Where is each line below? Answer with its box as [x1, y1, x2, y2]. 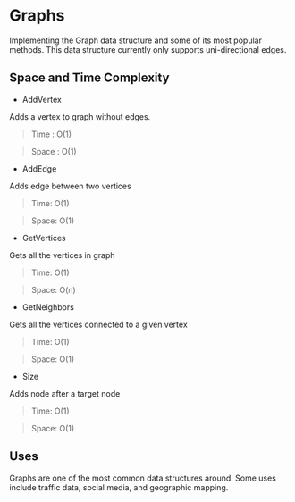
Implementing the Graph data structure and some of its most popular [9, 35, 262, 46]
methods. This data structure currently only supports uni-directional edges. [9, 44, 287, 54]
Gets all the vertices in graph [9, 249, 115, 260]
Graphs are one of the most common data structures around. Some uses [9, 473, 277, 483]
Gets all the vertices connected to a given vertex [9, 319, 188, 330]
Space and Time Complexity [9, 71, 170, 86]
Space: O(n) [30, 284, 76, 295]
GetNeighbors [21, 301, 74, 313]
